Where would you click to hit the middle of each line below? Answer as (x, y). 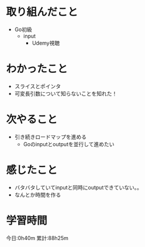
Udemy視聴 (46, 43)
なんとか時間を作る (38, 195)
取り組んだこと (42, 12)
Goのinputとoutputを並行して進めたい (69, 144)
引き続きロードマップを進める (50, 137)
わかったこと (37, 69)
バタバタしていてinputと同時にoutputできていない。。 (78, 187)
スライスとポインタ (38, 86)
